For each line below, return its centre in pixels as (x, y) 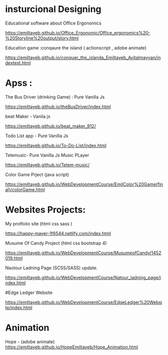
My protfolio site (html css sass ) (39, 223)
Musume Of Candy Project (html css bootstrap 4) (56, 243)
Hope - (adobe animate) (30, 341)
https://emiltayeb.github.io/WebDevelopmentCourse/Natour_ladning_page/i (83, 277)
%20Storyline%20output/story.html (42, 38)
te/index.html (19, 307)
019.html (14, 258)
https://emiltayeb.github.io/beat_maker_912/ (51, 126)
